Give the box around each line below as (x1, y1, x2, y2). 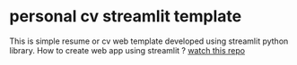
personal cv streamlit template (9, 6, 242, 27)
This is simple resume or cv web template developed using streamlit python (9, 36, 289, 46)
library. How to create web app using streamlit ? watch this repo (9, 45, 245, 55)
